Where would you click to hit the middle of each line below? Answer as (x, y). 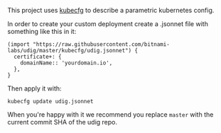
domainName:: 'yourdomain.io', (66, 63)
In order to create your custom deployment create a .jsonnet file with (108, 24)
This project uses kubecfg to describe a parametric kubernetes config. (111, 10)
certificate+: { (38, 57)
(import (19, 45)
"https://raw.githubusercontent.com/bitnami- (102, 45)
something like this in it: (42, 31)
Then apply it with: (34, 88)
